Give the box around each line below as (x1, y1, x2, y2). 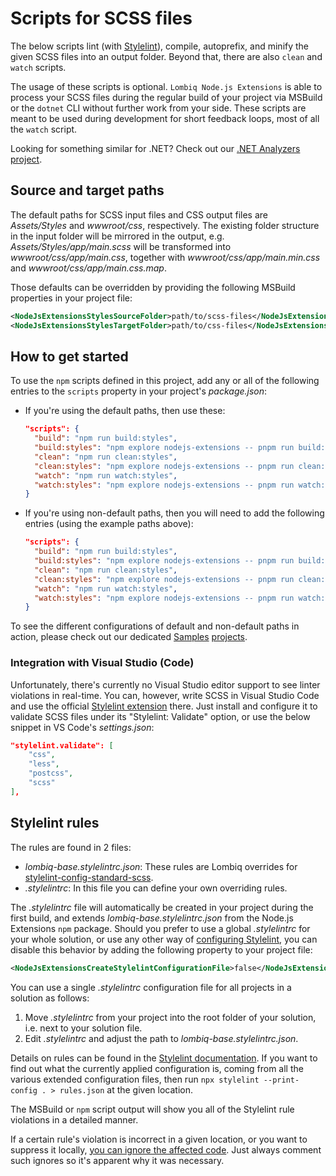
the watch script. (10, 123, 78, 135)
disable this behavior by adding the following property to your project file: (10, 943, 313, 956)
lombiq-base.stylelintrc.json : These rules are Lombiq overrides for (24, 860, 298, 872)
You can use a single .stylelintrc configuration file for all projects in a (10, 981, 292, 993)
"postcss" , (28, 768, 74, 779)
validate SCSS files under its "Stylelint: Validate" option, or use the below (10, 710, 311, 722)
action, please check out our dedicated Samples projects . (10, 631, 248, 643)
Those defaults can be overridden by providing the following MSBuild (10, 281, 296, 293)
